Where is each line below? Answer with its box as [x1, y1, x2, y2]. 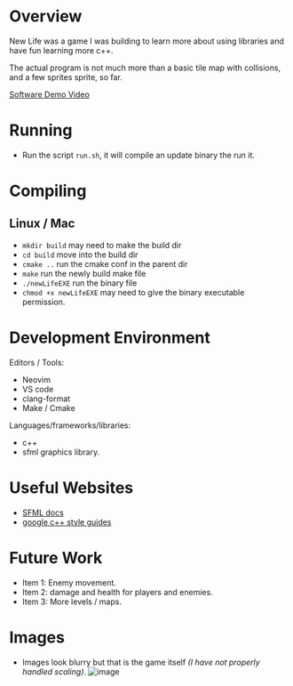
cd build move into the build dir [21, 249, 139, 260]
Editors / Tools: [9, 357, 65, 367]
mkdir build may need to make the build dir [21, 239, 182, 250]
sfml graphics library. [21, 447, 100, 457]
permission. [21, 296, 66, 307]
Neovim [21, 374, 51, 384]
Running [9, 120, 73, 141]
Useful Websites [9, 478, 134, 497]
